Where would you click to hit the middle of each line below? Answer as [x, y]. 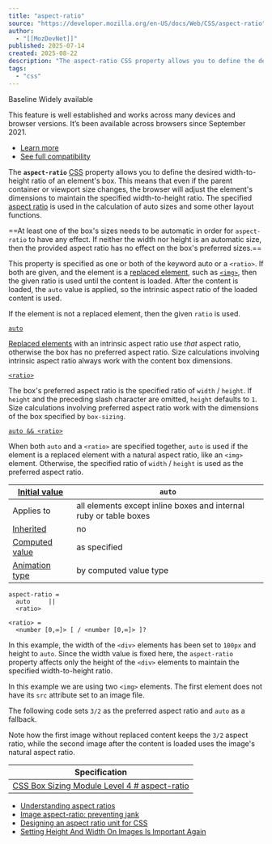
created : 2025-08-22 [43, 53]
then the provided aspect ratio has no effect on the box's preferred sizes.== [135, 248]
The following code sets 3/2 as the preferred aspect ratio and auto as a [127, 710]
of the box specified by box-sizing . [67, 416]
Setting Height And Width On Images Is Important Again [113, 831]
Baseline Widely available [51, 99]
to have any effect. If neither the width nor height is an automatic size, [144, 239]
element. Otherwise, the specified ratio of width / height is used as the [126, 463]
